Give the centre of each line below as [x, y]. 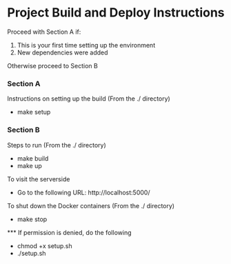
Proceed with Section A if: [44, 32]
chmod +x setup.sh [44, 245]
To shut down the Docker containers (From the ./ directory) [91, 205]
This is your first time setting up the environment [86, 45]
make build [33, 158]
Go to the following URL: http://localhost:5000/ [83, 192]
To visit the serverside [39, 179]
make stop [32, 219]
